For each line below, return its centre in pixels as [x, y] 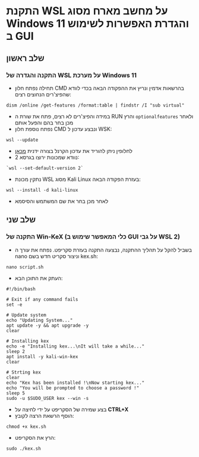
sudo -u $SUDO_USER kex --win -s [48, 398]
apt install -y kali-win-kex [42, 356]
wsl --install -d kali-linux [42, 190]
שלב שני [21, 220]
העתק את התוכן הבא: [39, 278]
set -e [14, 305]
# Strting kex [24, 372]
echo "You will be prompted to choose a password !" [73, 388]
